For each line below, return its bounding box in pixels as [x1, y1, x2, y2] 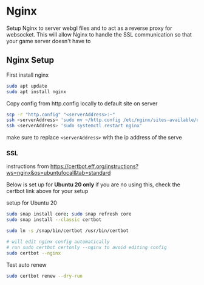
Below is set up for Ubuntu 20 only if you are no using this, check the [6, 181, 180, 188]
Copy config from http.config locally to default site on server [6, 99, 158, 107]
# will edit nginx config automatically [6, 239, 110, 245]
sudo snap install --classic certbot [6, 217, 102, 223]
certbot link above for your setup [6, 188, 89, 195]
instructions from [6, 163, 50, 170]
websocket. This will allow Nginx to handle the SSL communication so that [6, 30, 192, 38]
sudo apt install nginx [6, 88, 67, 95]
